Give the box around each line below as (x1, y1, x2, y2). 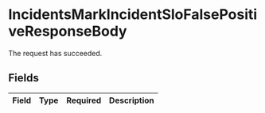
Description (108, 95, 155, 106)
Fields (8, 71, 40, 85)
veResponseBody (8, 22, 127, 40)
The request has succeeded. (8, 48, 103, 58)
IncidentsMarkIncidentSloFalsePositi (8, 6, 258, 24)
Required (66, 95, 102, 106)
